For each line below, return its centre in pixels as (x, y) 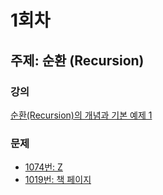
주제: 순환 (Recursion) (77, 60)
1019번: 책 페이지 (58, 180)
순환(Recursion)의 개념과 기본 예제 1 (81, 115)
